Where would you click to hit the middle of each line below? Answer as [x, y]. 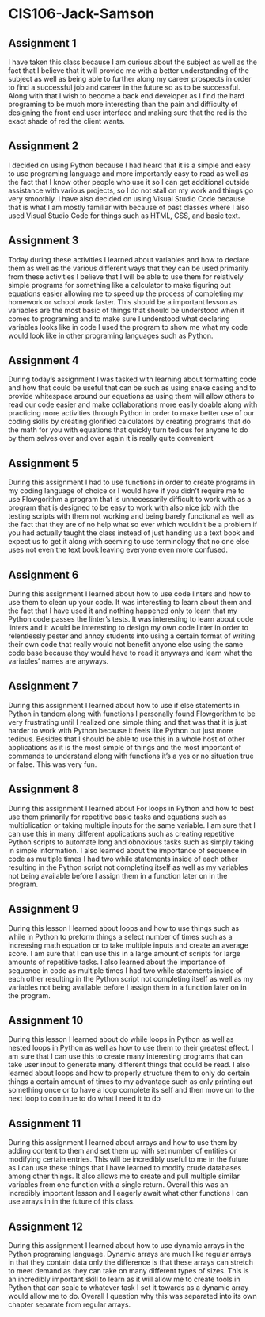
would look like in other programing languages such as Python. [111, 335]
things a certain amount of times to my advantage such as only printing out [131, 1082]
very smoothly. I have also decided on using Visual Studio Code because [127, 198]
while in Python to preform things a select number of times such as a [120, 936]
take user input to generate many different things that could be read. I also [129, 1065]
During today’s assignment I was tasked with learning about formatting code [132, 379]
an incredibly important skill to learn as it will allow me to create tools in [124, 1279]
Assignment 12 [45, 1226]
